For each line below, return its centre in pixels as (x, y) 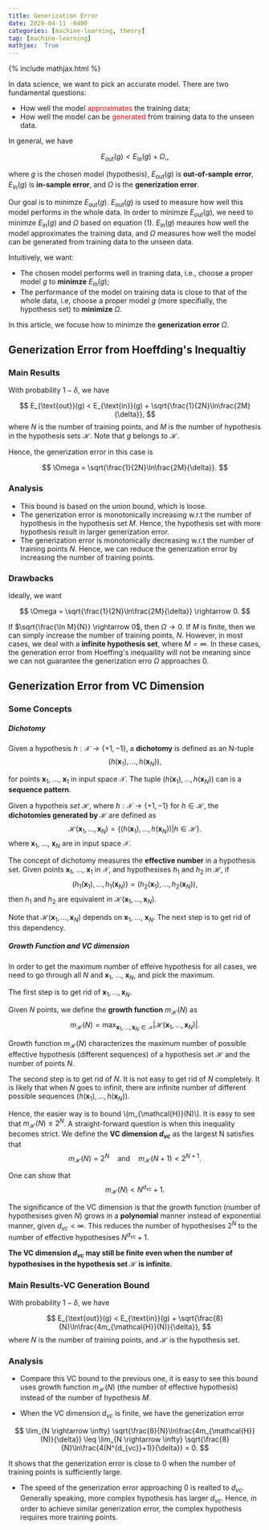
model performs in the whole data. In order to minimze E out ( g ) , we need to (131, 213)
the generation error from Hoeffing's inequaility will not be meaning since (130, 652)
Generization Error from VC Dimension (106, 686)
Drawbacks (31, 578)
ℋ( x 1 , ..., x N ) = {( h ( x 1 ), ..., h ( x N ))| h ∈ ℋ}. (135, 829)
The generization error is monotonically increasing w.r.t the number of (135, 515)
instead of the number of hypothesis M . (85, 1398)
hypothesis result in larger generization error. (95, 531)
